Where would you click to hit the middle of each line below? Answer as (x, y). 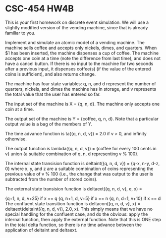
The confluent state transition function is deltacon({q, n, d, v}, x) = (73, 203)
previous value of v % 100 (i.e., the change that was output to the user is (79, 174)
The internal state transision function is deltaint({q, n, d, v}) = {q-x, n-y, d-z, (83, 163)
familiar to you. (20, 33)
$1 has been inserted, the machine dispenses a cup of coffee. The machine (82, 53)
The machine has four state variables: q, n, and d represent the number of (81, 84)
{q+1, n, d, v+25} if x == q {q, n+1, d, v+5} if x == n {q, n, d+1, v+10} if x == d (83, 198)
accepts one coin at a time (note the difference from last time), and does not (83, 58)
